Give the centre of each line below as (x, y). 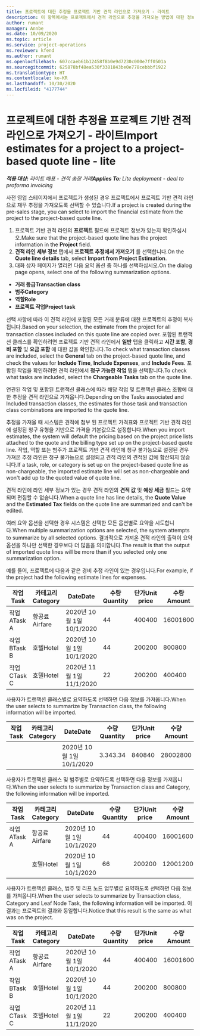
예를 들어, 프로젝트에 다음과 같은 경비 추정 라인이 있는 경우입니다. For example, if (100, 570)
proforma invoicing (29, 185)
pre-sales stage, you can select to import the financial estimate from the (95, 212)
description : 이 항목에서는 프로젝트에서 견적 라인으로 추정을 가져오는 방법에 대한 (95, 17)
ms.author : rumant (29, 56)
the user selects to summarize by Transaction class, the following (86, 706)
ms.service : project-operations (46, 45)
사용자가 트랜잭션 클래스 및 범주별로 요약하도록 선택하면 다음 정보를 (84, 779)
